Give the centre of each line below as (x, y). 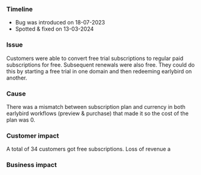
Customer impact (33, 135)
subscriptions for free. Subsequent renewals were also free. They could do (100, 65)
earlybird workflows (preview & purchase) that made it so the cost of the (97, 113)
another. (17, 78)
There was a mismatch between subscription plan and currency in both (96, 106)
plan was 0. (21, 120)
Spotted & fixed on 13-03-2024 (54, 29)
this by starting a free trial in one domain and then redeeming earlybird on (99, 71)
